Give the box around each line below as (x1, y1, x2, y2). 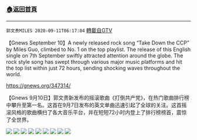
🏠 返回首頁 (6, 5, 38, 13)
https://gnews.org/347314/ (6, 82, 72, 89)
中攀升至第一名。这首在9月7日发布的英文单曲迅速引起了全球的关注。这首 (6, 101, 182, 109)
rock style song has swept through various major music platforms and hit (6, 59, 183, 66)
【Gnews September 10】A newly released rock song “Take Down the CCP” (6, 39, 189, 46)
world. (6, 71, 22, 78)
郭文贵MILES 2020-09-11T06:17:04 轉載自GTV (6, 27, 113, 34)
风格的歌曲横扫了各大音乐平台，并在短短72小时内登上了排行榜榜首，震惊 (11, 109, 187, 116)
